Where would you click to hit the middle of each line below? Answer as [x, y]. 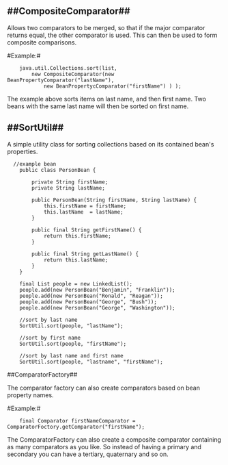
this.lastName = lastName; [84, 212]
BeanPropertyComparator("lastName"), [61, 80]
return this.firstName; [77, 236]
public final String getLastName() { [85, 254]
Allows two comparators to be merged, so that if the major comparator [106, 27]
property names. [30, 395]
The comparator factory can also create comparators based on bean [103, 388]
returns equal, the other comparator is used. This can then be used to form [112, 35]
